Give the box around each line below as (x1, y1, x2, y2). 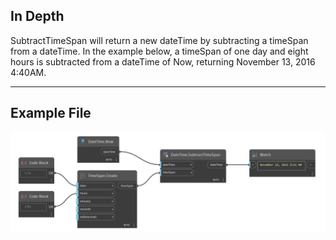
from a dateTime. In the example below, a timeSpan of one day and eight (10, 45, 309, 57)
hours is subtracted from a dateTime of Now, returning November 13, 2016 (10, 55, 316, 68)
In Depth (10, 8, 65, 25)
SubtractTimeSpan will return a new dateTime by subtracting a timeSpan (10, 34, 309, 46)
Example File (10, 105, 92, 122)
